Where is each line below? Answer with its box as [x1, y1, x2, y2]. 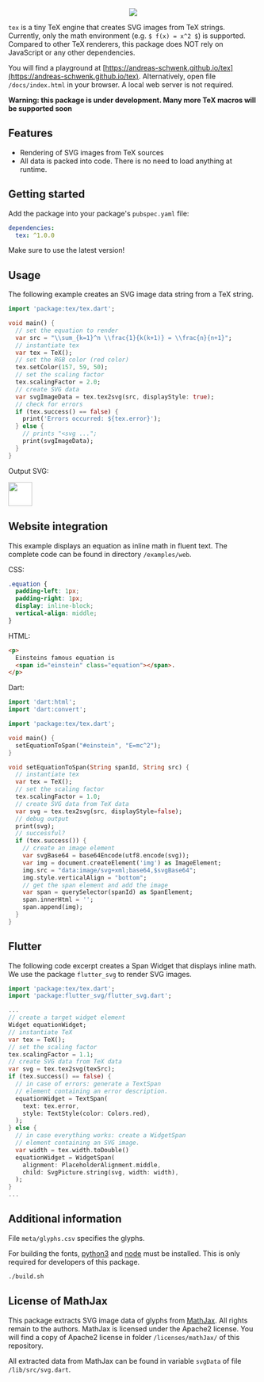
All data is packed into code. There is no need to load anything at [19, 156, 232, 166]
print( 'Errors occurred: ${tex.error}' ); [22, 415, 161, 423]
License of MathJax [8, 1295, 109, 1308]
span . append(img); [22, 903, 83, 911]
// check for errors [15, 400, 83, 408]
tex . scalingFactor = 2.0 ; [15, 378, 101, 387]
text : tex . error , [22, 1101, 80, 1110]
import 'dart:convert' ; [8, 705, 87, 714]
